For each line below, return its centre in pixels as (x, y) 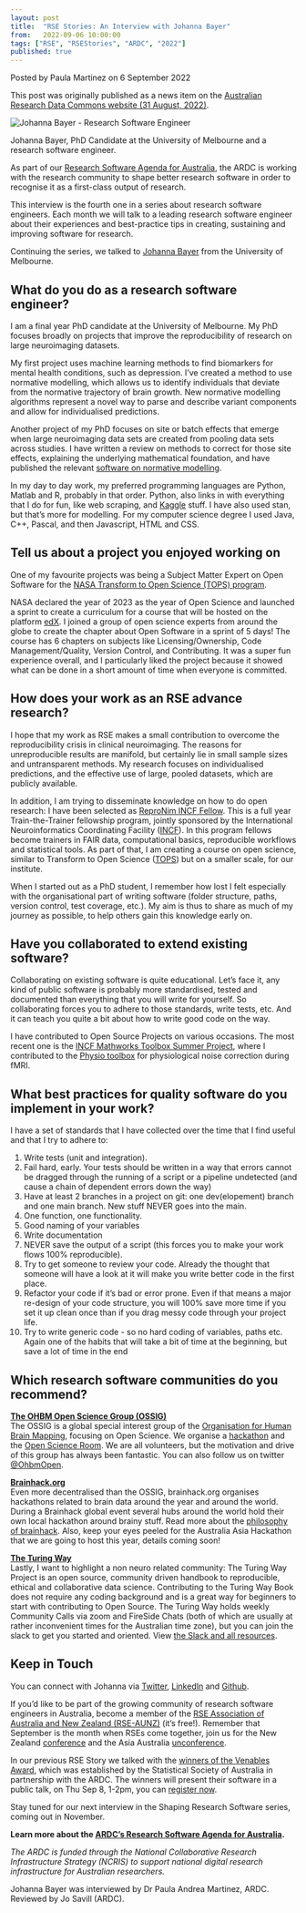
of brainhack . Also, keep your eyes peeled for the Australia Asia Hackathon (151, 1531)
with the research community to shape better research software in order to (150, 178)
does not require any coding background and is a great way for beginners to (153, 1597)
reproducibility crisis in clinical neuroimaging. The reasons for (126, 745)
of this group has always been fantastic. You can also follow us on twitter (148, 1455)
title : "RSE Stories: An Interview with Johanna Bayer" (121, 26)
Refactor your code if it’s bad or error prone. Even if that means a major (158, 1293)
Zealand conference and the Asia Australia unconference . (118, 1743)
